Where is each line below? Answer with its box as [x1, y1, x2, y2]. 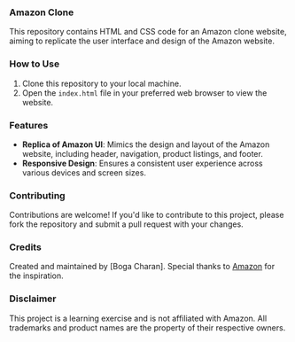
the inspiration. [9, 270, 64, 281]
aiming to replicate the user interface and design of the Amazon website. [9, 35, 275, 46]
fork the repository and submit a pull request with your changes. [9, 219, 244, 229]
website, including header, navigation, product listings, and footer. [21, 148, 263, 159]
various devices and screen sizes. [21, 167, 146, 178]
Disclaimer [9, 292, 57, 305]
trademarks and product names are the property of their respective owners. [9, 322, 286, 333]
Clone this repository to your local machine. [21, 78, 182, 89]
